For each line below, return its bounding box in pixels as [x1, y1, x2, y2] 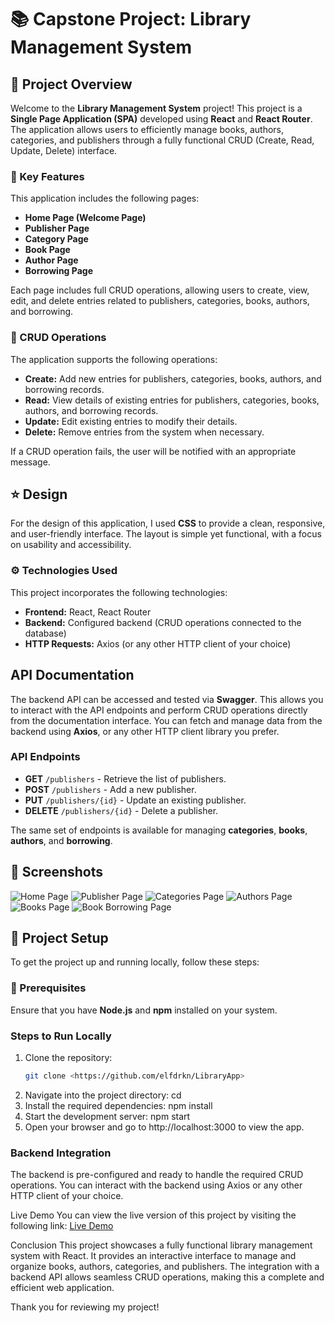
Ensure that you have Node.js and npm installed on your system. [10, 1004, 278, 1016]
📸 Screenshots [10, 864, 104, 881]
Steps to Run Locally [10, 1029, 112, 1043]
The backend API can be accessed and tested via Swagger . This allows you [10, 693, 324, 705]
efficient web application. [10, 1282, 115, 1294]
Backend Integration [10, 1146, 112, 1160]
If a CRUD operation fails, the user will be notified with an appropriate [10, 445, 297, 457]
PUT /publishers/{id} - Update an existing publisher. [24, 794, 247, 806]
